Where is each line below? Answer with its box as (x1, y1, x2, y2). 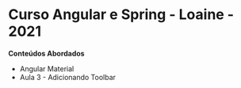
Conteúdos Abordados (8, 48, 85, 58)
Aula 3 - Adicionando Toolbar (19, 72, 117, 82)
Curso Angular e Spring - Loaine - (8, 6, 235, 24)
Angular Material (19, 63, 75, 73)
